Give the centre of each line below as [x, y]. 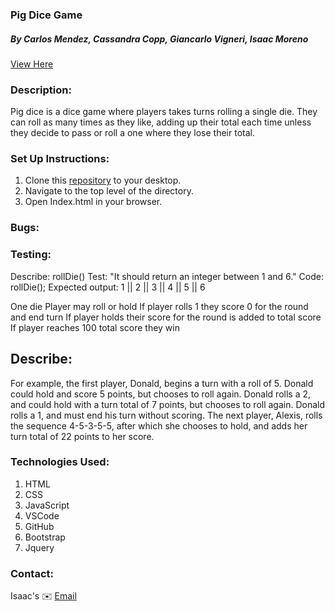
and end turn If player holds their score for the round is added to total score [166, 317]
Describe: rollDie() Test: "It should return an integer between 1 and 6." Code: [167, 276]
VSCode [42, 515]
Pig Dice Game [46, 15]
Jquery [39, 547]
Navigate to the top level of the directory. [109, 191]
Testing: [31, 255]
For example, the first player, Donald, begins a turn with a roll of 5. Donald [162, 383]
